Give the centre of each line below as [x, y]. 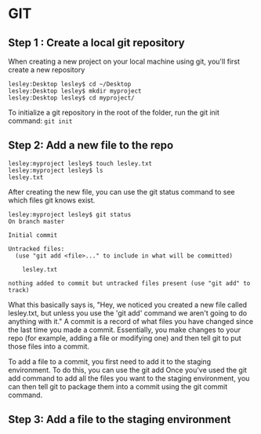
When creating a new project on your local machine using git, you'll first [124, 61]
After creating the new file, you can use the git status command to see [121, 191]
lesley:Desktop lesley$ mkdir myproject [75, 91]
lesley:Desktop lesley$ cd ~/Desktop [70, 84]
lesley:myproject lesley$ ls [56, 170]
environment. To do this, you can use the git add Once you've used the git [127, 370]
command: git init [40, 121]
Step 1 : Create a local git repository [97, 43]
